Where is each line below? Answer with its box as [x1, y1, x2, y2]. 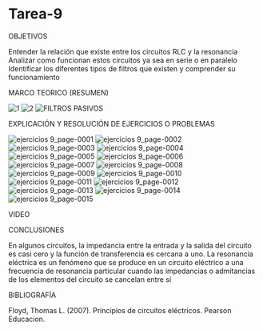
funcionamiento [8, 72, 60, 82]
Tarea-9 [8, 5, 63, 23]
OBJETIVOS [8, 31, 48, 41]
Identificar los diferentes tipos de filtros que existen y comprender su [8, 63, 236, 73]
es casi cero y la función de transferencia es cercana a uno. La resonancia [8, 249, 253, 259]
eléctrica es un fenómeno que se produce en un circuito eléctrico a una [8, 257, 244, 267]
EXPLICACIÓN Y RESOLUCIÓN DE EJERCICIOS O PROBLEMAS [8, 119, 215, 128]
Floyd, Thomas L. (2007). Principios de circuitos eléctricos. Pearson [8, 305, 232, 315]
